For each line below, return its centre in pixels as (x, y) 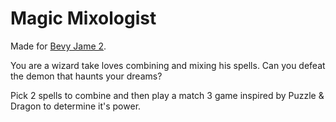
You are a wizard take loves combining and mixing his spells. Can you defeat (168, 65)
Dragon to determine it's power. (76, 106)
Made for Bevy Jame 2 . (58, 46)
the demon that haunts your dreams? (86, 76)
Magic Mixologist (83, 18)
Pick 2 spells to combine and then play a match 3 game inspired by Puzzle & (167, 95)
